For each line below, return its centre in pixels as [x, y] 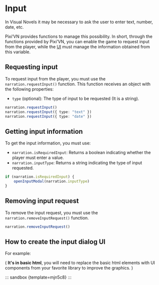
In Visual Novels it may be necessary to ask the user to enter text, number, [79, 22]
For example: [18, 253]
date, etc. [14, 27]
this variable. [18, 52]
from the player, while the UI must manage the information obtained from [78, 47]
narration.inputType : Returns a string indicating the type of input [77, 163]
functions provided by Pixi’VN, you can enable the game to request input [77, 41]
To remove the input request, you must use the [51, 213]
